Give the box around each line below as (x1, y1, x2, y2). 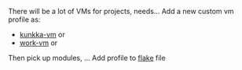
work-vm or (19, 38, 58, 47)
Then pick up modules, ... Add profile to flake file (8, 54, 167, 62)
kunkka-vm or (19, 30, 65, 39)
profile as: (8, 15, 41, 24)
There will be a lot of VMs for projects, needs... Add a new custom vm (8, 7, 234, 16)
